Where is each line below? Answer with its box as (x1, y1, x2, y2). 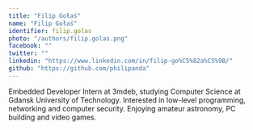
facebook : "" (8, 42, 53, 50)
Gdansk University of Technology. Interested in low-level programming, (8, 94, 247, 105)
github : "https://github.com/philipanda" (8, 65, 150, 73)
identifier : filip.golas (8, 27, 92, 35)
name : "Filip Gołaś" (8, 19, 78, 27)
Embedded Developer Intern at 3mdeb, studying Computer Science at (8, 86, 241, 96)
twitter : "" (8, 49, 48, 57)
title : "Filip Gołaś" (8, 11, 82, 20)
